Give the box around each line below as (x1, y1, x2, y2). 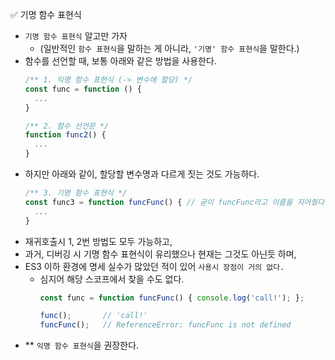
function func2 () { (24, 130, 107, 140)
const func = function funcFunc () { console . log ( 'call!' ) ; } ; (39, 293, 305, 303)
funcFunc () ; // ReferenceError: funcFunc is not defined (39, 320, 292, 330)
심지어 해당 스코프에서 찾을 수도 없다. (39, 273, 185, 285)
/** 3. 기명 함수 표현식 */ (24, 188, 128, 198)
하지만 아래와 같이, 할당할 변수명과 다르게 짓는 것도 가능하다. (24, 168, 260, 180)
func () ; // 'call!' (39, 311, 148, 321)
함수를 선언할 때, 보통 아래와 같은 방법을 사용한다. (24, 55, 217, 67)
